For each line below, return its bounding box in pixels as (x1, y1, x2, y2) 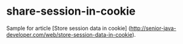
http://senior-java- (130, 24, 177, 32)
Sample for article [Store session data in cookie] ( (6, 24, 131, 32)
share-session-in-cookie (6, 4, 136, 18)
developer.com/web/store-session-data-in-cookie (6, 31, 132, 38)
